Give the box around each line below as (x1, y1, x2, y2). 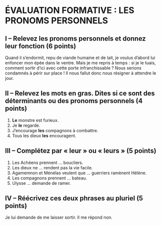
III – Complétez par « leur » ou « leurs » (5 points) (5, 147, 157, 155)
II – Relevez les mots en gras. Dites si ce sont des (5, 90, 155, 98)
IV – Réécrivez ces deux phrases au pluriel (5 (5, 194, 143, 203)
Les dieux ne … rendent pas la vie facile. (12, 165, 93, 170)
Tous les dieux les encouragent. (12, 133, 77, 138)
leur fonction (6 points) (5, 42, 76, 50)
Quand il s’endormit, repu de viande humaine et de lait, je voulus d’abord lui (5, 55, 155, 60)
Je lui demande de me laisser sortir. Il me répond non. (5, 214, 113, 220)
